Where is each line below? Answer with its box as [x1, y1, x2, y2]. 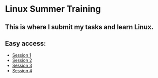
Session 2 [12, 58, 33, 63]
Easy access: [5, 39, 46, 47]
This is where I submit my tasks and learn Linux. [5, 23, 154, 31]
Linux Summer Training [5, 3, 101, 15]
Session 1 [12, 52, 32, 58]
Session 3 [12, 62, 33, 69]
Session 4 [12, 68, 33, 74]
